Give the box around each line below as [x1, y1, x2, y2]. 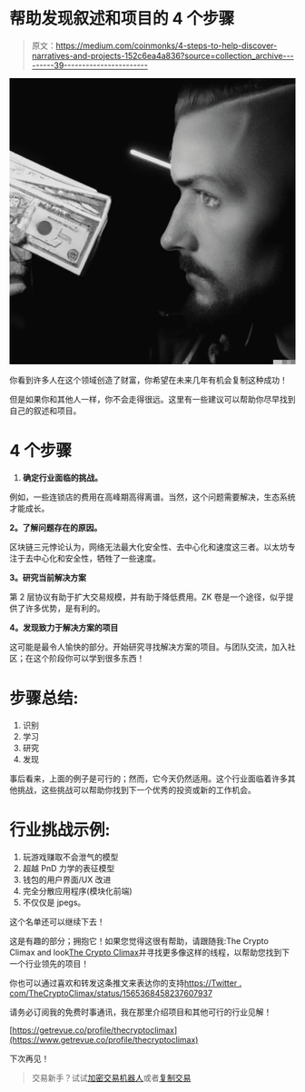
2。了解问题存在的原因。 [9, 521, 103, 532]
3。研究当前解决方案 [9, 571, 87, 582]
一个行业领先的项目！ [9, 958, 89, 968]
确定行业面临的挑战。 [22, 472, 103, 482]
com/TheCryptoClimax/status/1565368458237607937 [9, 988, 213, 998]
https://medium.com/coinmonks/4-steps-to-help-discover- [55, 40, 278, 51]
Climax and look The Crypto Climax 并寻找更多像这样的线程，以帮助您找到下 [9, 947, 290, 958]
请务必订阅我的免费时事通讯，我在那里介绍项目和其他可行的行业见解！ [9, 1006, 272, 1018]
